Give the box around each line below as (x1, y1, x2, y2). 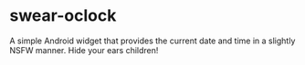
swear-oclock (9, 5, 117, 26)
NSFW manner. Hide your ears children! (9, 44, 159, 55)
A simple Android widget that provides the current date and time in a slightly (9, 35, 296, 46)
